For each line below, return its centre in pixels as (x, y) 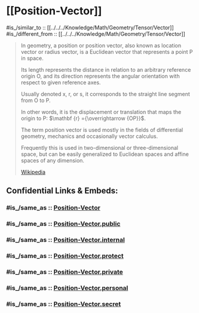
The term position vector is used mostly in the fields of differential (102, 130)
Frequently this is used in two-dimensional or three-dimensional (99, 148)
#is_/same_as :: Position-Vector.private (65, 272)
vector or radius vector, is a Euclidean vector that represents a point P (107, 51)
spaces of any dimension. (53, 160)
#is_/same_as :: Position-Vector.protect (65, 256)
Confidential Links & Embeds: (62, 191)
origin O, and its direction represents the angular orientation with (100, 76)
